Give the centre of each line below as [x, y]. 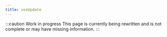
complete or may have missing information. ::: [53, 29]
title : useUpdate [23, 10]
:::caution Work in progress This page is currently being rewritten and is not [83, 24]
